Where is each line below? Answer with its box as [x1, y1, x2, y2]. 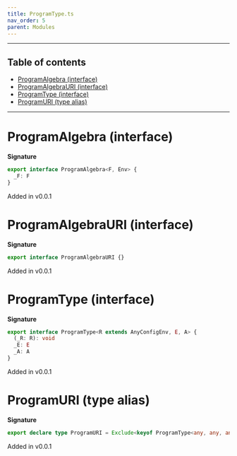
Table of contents [7, 56, 86, 68]
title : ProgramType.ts [7, 10, 74, 18]
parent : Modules [7, 23, 55, 30]
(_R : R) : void [13, 335, 55, 342]
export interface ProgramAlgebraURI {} [7, 254, 125, 261]
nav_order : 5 [7, 17, 46, 24]
